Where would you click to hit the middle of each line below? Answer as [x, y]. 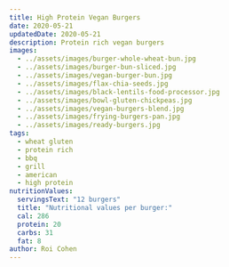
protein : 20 [39, 224]
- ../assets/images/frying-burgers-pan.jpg [99, 117]
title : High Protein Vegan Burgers [75, 17]
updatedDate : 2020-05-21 [55, 34]
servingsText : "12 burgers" [69, 200]
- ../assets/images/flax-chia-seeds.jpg [93, 84]
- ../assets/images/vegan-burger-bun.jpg [95, 76]
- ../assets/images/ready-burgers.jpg [89, 125]
